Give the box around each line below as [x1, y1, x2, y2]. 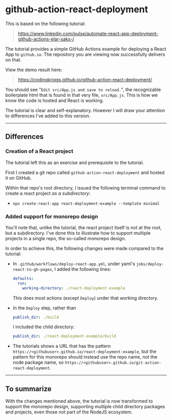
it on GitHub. [5, 175, 32, 181]
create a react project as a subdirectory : [5, 190, 91, 196]
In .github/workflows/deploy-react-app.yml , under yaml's [12, 260, 136, 267]
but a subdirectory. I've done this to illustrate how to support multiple [5, 229, 151, 236]
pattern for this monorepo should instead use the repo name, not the [12, 354, 158, 360]
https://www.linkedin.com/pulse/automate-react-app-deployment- [17, 30, 159, 36]
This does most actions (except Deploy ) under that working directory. [12, 295, 159, 301]
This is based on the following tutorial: [5, 20, 86, 27]
